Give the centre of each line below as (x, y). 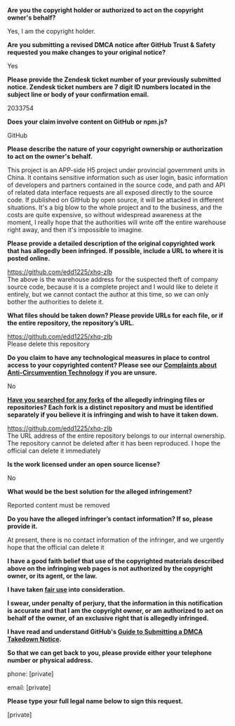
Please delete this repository (48, 344)
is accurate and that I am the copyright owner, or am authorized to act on (115, 610)
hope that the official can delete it (56, 547)
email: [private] (29, 687)
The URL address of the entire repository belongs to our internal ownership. (117, 436)
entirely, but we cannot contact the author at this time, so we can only (108, 294)
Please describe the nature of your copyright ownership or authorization (115, 149)
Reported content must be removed (59, 505)
